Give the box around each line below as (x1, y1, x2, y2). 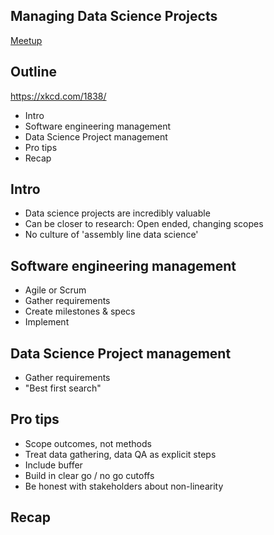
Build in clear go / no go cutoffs (24, 469, 155, 481)
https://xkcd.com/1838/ (10, 90, 107, 102)
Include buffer (24, 459, 83, 471)
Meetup (10, 34, 43, 46)
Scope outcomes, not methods (24, 437, 152, 449)
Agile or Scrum (24, 284, 87, 296)
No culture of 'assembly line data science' (24, 229, 199, 241)
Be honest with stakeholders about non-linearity (24, 480, 224, 492)
